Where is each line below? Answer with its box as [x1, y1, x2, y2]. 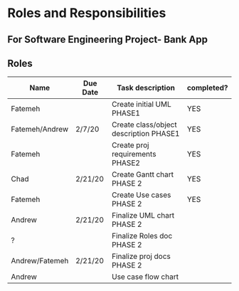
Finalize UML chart [111, 211, 175, 221]
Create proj [111, 140, 149, 150]
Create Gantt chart [111, 169, 174, 179]
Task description [117, 83, 176, 93]
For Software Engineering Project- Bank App [7, 33, 208, 46]
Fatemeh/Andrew [11, 125, 69, 134]
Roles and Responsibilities [7, 5, 166, 21]
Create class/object [111, 120, 177, 129]
